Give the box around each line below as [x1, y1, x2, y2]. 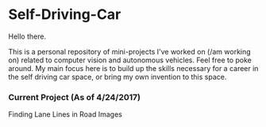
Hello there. [8, 32, 46, 41]
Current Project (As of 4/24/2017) [8, 92, 141, 103]
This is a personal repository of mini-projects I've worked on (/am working [8, 47, 252, 56]
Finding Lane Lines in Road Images [8, 110, 123, 119]
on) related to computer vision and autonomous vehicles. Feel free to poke [8, 55, 253, 65]
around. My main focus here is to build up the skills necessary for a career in [8, 63, 259, 73]
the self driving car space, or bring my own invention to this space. [8, 72, 227, 81]
